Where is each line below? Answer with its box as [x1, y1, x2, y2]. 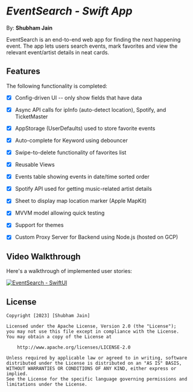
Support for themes [14, 222, 64, 229]
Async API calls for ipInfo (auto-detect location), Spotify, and [14, 106, 166, 113]
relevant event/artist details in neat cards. [6, 48, 110, 56]
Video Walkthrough [6, 251, 81, 262]
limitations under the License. [6, 382, 87, 388]
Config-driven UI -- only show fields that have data [14, 94, 142, 101]
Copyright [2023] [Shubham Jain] [6, 313, 90, 319]
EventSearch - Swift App [6, 4, 133, 18]
